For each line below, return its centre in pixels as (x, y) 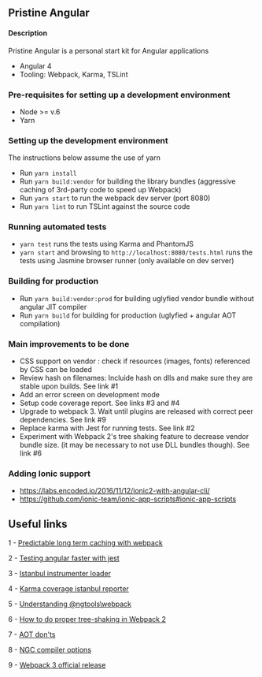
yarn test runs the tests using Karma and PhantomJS (107, 244)
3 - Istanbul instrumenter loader (60, 574)
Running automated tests (57, 227)
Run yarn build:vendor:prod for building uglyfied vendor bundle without (137, 298)
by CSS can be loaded (55, 370)
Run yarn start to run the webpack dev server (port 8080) (115, 198)
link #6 (31, 453)
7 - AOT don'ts (32, 634)
